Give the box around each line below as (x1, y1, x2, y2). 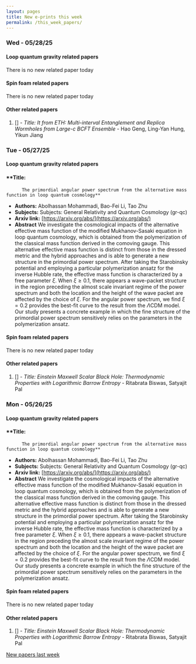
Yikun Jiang (14, 131, 43, 138)
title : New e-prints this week (6, 14, 82, 20)
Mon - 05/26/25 (6, 400, 53, 408)
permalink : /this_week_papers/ (6, 19, 82, 25)
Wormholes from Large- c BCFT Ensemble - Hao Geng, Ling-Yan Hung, (14, 125, 185, 132)
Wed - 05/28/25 (6, 39, 53, 47)
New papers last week (6, 651, 60, 658)
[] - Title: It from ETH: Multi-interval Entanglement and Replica (14, 119, 165, 126)
